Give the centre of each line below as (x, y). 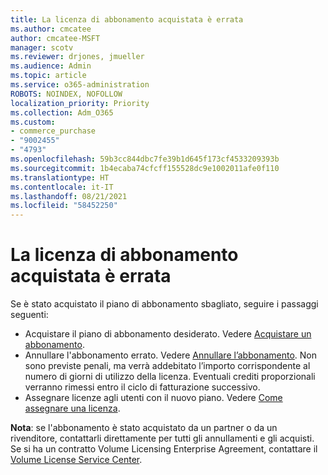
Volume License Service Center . (76, 460)
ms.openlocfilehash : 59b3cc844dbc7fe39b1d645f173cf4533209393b (145, 159)
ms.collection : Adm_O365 (62, 112)
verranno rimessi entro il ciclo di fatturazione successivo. (142, 387)
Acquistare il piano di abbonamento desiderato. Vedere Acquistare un (168, 334)
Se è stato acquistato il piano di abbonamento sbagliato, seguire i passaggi (164, 304)
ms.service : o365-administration (80, 85)
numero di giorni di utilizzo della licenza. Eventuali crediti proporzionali (170, 377)
